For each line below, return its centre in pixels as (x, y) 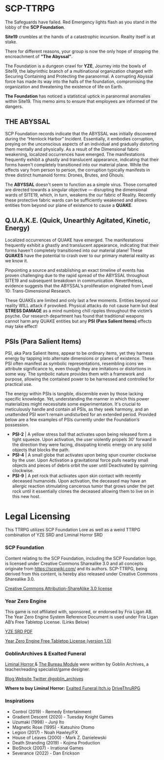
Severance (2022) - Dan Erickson (46, 753)
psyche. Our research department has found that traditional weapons (75, 316)
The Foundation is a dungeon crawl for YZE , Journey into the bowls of (76, 66)
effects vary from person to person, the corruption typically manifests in (78, 170)
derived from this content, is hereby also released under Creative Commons (81, 574)
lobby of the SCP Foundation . (35, 27)
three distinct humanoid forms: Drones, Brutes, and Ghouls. (65, 175)
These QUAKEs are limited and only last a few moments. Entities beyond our (82, 300)
